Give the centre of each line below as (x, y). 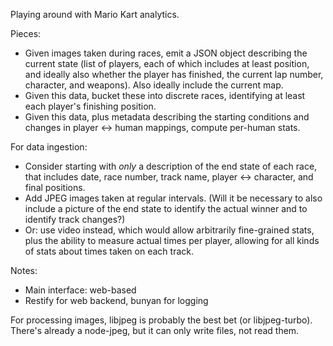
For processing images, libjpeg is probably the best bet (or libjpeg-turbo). (161, 320)
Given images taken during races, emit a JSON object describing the (166, 53)
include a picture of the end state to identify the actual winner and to (166, 208)
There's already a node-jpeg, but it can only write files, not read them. (155, 330)
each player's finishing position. (90, 106)
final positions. (55, 187)
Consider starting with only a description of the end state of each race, (171, 166)
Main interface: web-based (80, 290)
